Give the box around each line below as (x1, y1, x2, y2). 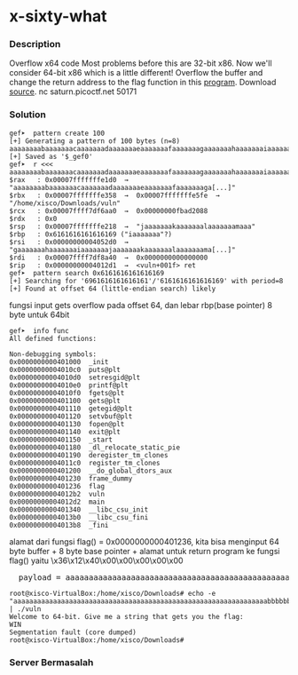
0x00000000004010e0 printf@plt (9, 380, 129, 390)
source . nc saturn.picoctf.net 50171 (9, 86, 137, 97)
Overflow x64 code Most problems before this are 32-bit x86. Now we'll (9, 58, 272, 68)
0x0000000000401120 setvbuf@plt (9, 411, 133, 421)
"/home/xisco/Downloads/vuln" (9, 198, 122, 208)
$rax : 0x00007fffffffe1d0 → (9, 175, 129, 184)
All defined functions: (9, 334, 98, 343)
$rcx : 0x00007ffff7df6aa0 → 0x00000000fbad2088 (9, 206, 208, 215)
